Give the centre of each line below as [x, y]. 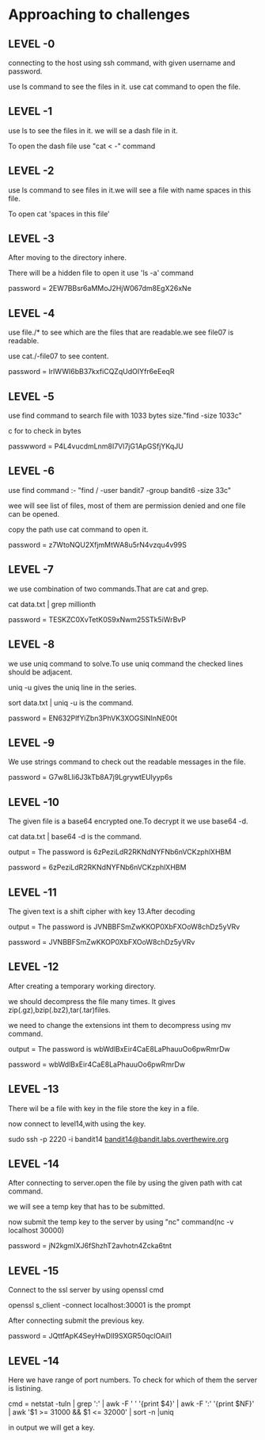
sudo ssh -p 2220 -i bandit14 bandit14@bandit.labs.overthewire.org [119, 1139]
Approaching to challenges [99, 15]
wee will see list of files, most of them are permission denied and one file [127, 506]
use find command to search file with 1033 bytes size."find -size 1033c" [125, 416]
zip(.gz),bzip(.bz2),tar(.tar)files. [59, 1010]
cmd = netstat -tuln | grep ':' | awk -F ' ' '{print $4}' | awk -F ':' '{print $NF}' [131, 1404]
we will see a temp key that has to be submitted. [87, 1207]
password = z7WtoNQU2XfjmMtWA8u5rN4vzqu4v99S [98, 544]
